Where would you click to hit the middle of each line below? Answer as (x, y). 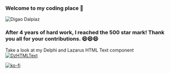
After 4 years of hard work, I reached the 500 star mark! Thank (85, 33)
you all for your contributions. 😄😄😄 (52, 39)
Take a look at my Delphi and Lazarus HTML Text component (70, 50)
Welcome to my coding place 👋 (44, 8)
